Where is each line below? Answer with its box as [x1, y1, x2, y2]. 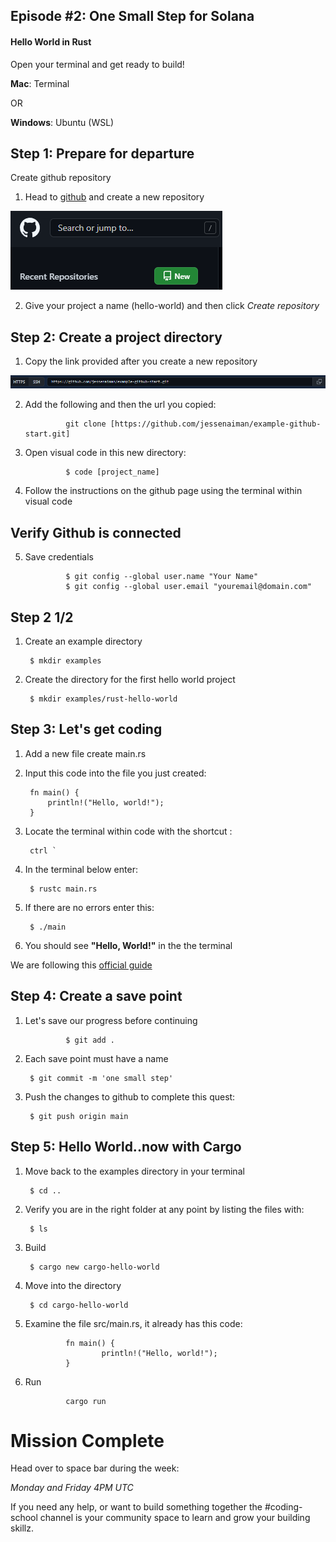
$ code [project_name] [65, 467, 160, 478]
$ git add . [65, 1035, 115, 1045]
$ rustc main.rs [29, 884, 98, 894]
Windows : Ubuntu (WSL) [10, 116, 115, 128]
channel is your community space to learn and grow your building [39, 1512, 311, 1524]
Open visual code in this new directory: [24, 447, 187, 459]
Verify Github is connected [10, 524, 182, 541]
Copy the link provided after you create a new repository [24, 355, 258, 368]
